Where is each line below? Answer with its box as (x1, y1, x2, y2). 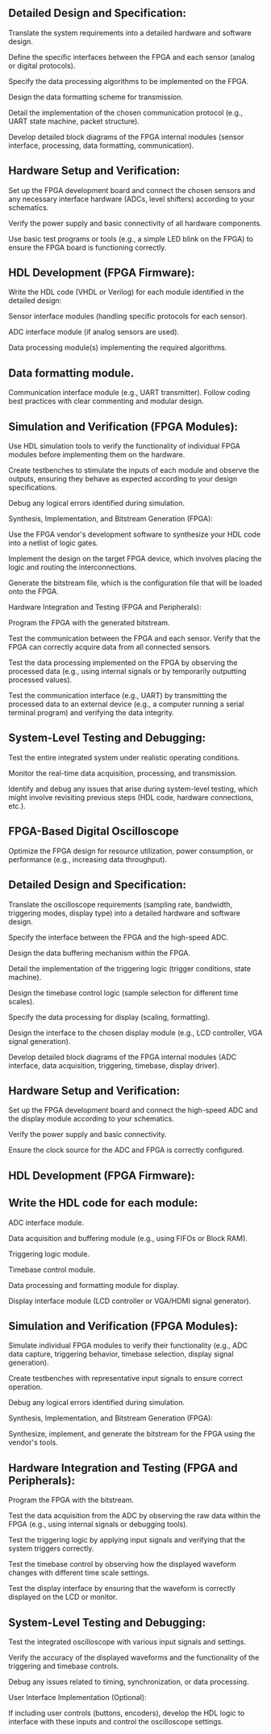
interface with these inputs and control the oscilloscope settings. (8, 1716, 223, 1726)
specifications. (8, 482, 58, 492)
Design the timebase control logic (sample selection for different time (8, 987, 239, 997)
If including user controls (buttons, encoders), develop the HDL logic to (8, 1708, 245, 1718)
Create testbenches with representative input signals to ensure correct (8, 1374, 244, 1383)
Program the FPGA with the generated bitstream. (8, 618, 171, 628)
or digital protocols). (8, 61, 76, 70)
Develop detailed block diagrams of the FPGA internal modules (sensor (8, 132, 244, 141)
